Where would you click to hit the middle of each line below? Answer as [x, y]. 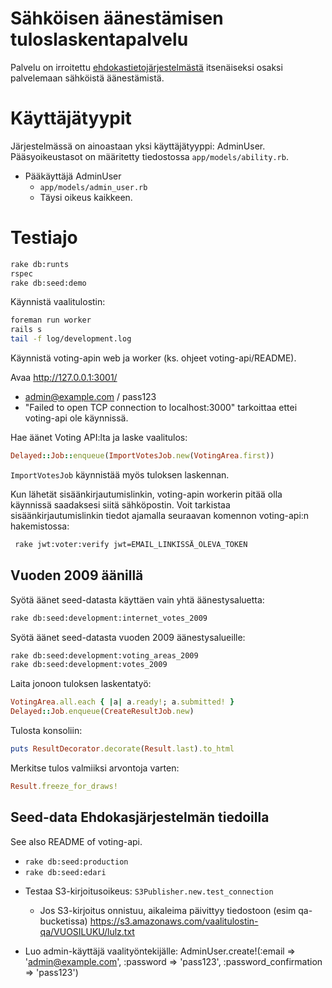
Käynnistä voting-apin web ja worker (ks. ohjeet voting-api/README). [153, 358]
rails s [26, 330]
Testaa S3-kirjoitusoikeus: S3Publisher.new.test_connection [149, 891]
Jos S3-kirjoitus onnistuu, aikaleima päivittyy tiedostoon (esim [168, 910]
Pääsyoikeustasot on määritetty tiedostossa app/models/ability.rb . [149, 156]
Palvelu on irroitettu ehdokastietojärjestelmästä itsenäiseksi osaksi [146, 67]
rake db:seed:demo [48, 283]
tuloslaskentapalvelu [99, 39]
